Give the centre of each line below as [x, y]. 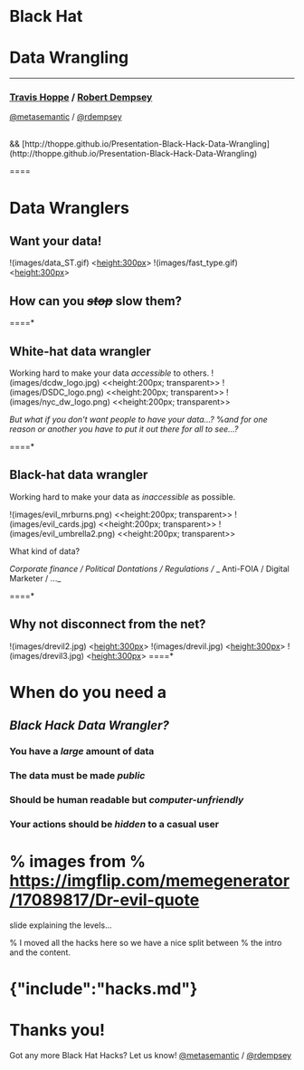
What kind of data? [44, 551]
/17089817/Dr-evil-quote [104, 900]
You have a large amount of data [82, 751]
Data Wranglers [69, 208]
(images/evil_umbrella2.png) [62, 533]
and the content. [40, 952]
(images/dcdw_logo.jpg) [55, 383]
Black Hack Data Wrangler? [89, 726]
